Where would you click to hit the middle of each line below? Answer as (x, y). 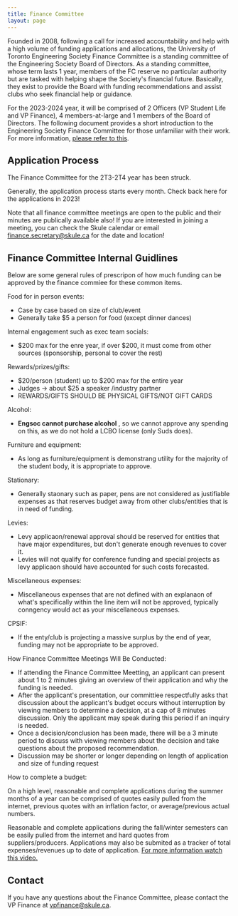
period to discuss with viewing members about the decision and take (118, 741)
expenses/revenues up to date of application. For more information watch (115, 850)
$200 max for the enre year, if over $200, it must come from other (114, 346)
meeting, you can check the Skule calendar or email (83, 228)
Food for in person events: (46, 297)
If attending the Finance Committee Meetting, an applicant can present (121, 673)
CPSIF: (17, 624)
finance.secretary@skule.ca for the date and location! (86, 235)
